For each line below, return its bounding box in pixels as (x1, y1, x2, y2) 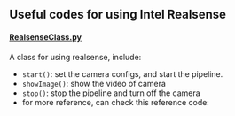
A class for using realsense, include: (9, 51, 142, 62)
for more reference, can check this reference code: (21, 97, 210, 107)
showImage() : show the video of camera (21, 78, 167, 89)
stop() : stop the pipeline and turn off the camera (21, 88, 201, 98)
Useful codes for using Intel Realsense (9, 7, 226, 22)
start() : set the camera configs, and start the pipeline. (21, 68, 223, 79)
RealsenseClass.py (9, 31, 82, 43)
